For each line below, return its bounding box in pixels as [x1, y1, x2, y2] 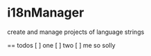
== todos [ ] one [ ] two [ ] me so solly [7, 41, 116, 49]
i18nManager [7, 5, 85, 21]
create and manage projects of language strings [7, 28, 145, 36]
